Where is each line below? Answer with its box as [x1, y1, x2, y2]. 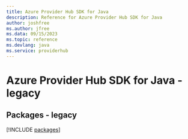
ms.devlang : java [6, 43, 50, 49]
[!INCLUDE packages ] [6, 126, 61, 133]
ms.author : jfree [6, 25, 50, 32]
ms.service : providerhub [6, 48, 68, 54]
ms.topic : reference [6, 37, 58, 43]
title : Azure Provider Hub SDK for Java [6, 8, 109, 15]
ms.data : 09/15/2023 [6, 31, 58, 37]
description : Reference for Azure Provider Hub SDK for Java [6, 14, 163, 20]
